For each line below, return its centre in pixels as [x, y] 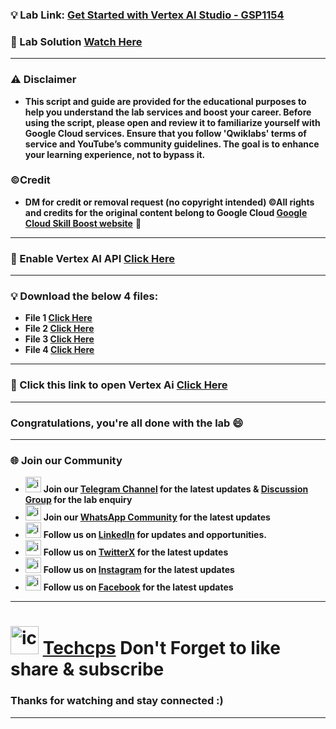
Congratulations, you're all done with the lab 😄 [127, 423]
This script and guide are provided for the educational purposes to [165, 101]
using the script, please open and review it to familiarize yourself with [172, 122]
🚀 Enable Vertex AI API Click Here [93, 258]
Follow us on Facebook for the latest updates [138, 587]
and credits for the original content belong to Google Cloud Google [166, 212]
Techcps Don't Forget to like [161, 648]
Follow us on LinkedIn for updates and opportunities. [155, 535]
